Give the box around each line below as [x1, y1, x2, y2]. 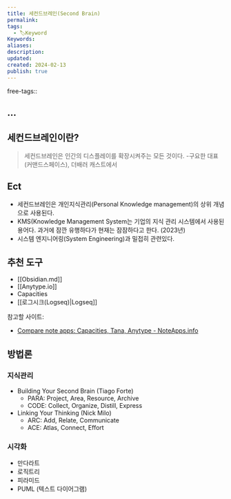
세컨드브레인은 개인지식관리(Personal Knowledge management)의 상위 [17, 199, 212, 208]
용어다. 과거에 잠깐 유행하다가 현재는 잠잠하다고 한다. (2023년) [17, 226, 186, 234]
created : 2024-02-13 [7, 61, 67, 68]
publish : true [7, 68, 48, 75]
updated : [7, 55, 32, 62]
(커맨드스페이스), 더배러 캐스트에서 [23, 160, 118, 168]
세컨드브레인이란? [7, 132, 79, 144]
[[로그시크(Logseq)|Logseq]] [17, 298, 98, 306]
